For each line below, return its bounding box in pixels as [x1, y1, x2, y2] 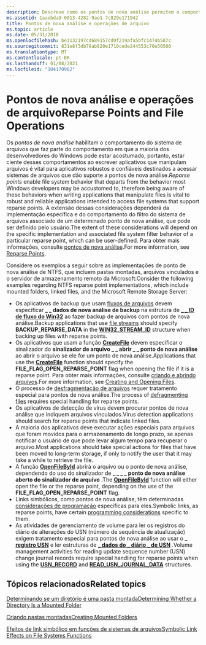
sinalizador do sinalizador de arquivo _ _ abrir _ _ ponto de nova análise [15, 345, 198, 353]
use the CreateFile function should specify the [15, 359, 134, 366]
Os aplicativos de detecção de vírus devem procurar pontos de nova [15, 404, 189, 412]
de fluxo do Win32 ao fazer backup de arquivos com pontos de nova [15, 313, 190, 320]
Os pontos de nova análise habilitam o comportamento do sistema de [6, 139, 182, 146]
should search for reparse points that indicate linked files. [15, 417, 161, 424]
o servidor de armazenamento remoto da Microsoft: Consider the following [6, 275, 194, 283]
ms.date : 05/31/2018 [6, 32, 59, 38]
